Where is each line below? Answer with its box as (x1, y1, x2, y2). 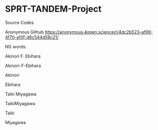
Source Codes (5, 20, 34, 25)
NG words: (5, 43, 27, 49)
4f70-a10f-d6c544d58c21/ (5, 34, 59, 40)
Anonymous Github (5, 29, 44, 35)
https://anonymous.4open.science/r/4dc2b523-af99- (45, 29, 153, 35)
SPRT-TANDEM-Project (5, 3, 102, 15)
